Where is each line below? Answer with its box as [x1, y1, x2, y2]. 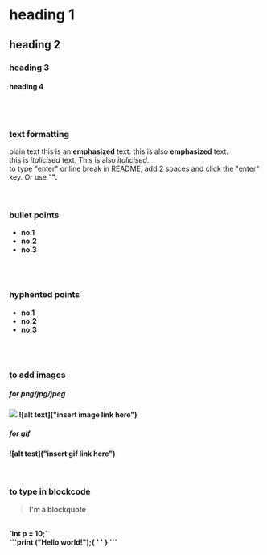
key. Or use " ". [9, 172, 58, 182]
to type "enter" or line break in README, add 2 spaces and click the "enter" [9, 164, 260, 173]
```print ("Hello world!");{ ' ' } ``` [9, 537, 117, 547]
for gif [9, 429, 31, 438]
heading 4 [9, 82, 44, 92]
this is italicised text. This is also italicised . [9, 155, 150, 164]
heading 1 [9, 6, 75, 24]
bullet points [9, 209, 60, 221]
